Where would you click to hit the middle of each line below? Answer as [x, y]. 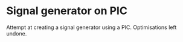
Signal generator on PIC [67, 11]
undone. [17, 33]
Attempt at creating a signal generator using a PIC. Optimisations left [91, 27]
